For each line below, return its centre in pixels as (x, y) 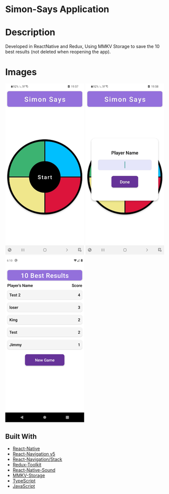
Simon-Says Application (57, 9)
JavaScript (24, 486)
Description (30, 33)
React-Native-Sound (34, 470)
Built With (21, 436)
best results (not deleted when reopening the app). (58, 52)
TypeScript (24, 481)
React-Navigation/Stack (37, 459)
